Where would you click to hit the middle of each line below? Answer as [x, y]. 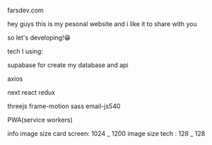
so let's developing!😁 [39, 37]
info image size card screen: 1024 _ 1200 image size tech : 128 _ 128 [106, 133]
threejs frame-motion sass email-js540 [64, 106]
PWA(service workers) [40, 120]
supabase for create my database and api [68, 65]
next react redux [31, 92]
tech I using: [25, 51]
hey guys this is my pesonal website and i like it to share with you [102, 24]
